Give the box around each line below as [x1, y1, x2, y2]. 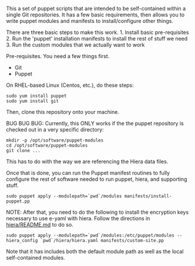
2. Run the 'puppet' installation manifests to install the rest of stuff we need [6, 35, 188, 42]
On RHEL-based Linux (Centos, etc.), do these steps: [6, 82, 134, 89]
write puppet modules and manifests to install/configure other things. [6, 18, 173, 24]
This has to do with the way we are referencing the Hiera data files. [6, 158, 169, 165]
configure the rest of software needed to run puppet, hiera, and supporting [6, 176, 187, 183]
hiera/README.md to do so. [6, 221, 73, 228]
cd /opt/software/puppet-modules [6, 143, 88, 149]
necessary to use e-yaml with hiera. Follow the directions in [6, 215, 150, 222]
